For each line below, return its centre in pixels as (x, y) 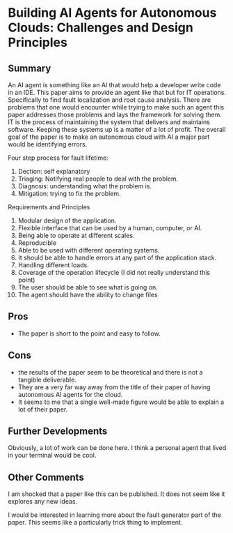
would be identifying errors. (48, 144)
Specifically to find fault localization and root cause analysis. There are (110, 100)
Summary (30, 68)
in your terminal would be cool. (52, 456)
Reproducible (37, 243)
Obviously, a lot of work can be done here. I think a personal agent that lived (117, 448)
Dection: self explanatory (54, 171)
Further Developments (58, 431)
